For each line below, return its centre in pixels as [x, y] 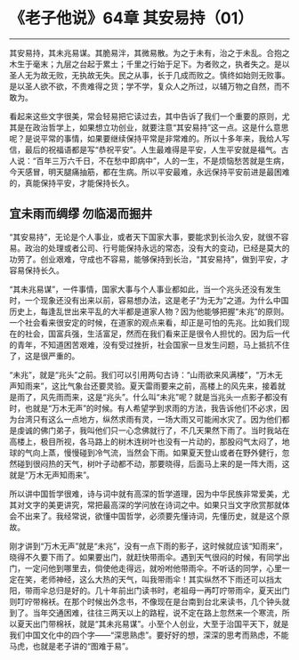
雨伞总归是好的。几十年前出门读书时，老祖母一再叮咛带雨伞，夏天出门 [161, 590]
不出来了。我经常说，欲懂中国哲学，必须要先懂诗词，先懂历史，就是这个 [149, 516]
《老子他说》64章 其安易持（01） [131, 18]
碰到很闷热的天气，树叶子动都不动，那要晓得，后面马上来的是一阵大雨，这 [153, 463]
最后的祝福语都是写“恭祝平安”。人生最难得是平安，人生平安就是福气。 [153, 149]
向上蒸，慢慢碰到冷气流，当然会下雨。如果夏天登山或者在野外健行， [157, 452]
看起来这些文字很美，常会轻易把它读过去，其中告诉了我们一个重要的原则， [145, 116]
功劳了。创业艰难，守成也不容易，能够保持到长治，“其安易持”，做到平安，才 [149, 259]
